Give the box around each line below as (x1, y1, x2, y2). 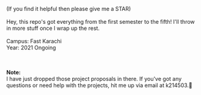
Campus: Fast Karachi (6, 38, 62, 44)
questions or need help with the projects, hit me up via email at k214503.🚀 (6, 82, 192, 89)
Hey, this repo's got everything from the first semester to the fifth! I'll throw (6, 18, 196, 25)
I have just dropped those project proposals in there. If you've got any (6, 76, 182, 82)
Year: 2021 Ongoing (6, 44, 56, 51)
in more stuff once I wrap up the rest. (6, 24, 100, 32)
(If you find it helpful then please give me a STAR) (6, 5, 131, 12)
